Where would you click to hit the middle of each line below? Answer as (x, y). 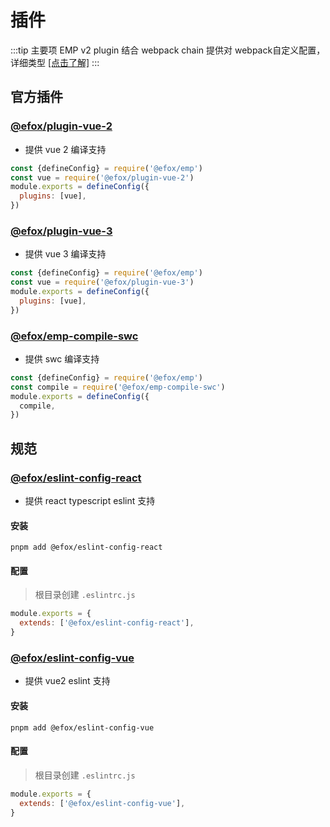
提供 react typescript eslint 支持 (90, 501)
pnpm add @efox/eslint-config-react (86, 547)
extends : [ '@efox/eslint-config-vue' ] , (102, 803)
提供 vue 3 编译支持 (65, 254)
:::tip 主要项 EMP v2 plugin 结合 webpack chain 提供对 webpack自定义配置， (168, 50)
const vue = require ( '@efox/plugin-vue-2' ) (102, 177)
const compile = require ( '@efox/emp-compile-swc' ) (118, 387)
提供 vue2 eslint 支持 (67, 681)
